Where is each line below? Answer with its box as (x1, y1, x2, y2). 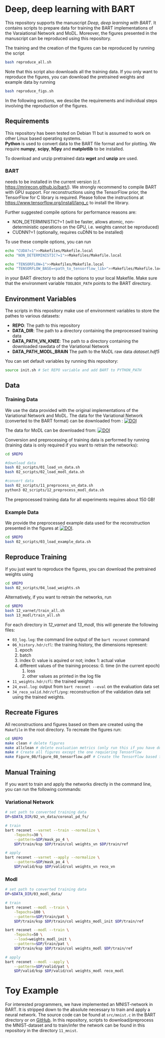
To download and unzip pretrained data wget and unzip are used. (5, 155, 138, 161)
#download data (5, 460, 36, 466)
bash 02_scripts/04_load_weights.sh (5, 585, 80, 590)
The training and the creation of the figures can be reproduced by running (5, 45, 155, 51)
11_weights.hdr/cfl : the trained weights (12, 678, 94, 685)
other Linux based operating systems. (5, 135, 82, 141)
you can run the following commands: (5, 786, 82, 792)
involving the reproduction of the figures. (5, 102, 88, 109)
